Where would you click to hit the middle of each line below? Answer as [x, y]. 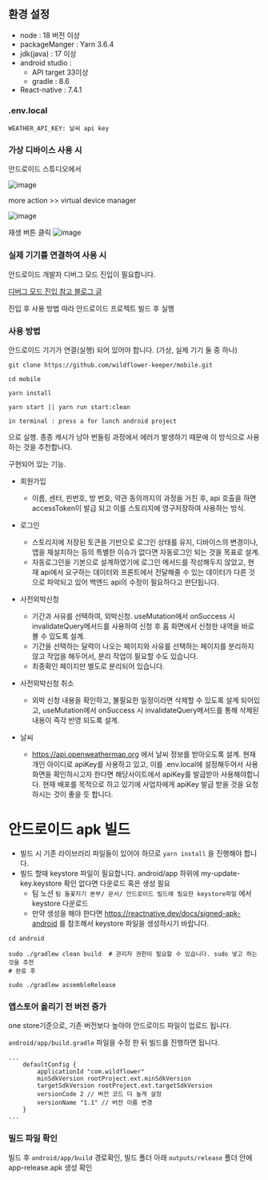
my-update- [221, 873]
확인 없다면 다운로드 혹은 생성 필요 [117, 883]
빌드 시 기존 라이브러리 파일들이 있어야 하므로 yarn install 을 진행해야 [131, 853]
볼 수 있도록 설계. [58, 636]
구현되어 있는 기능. [37, 464]
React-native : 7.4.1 [51, 90]
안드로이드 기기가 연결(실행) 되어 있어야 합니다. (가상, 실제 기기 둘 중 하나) [123, 350]
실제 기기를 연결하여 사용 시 [58, 255]
